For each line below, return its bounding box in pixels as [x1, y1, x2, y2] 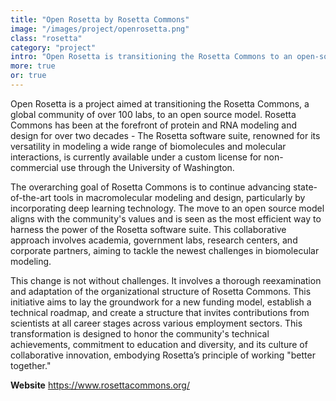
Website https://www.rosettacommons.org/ [10, 379, 190, 391]
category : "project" [10, 42, 97, 53]
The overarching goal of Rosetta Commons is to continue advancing [10, 181, 292, 193]
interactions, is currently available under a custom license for [10, 151, 262, 163]
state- [293, 181, 318, 193]
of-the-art [10, 191, 52, 203]
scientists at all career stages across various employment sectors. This [10, 317, 303, 329]
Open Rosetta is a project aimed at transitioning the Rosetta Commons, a [10, 97, 310, 110]
